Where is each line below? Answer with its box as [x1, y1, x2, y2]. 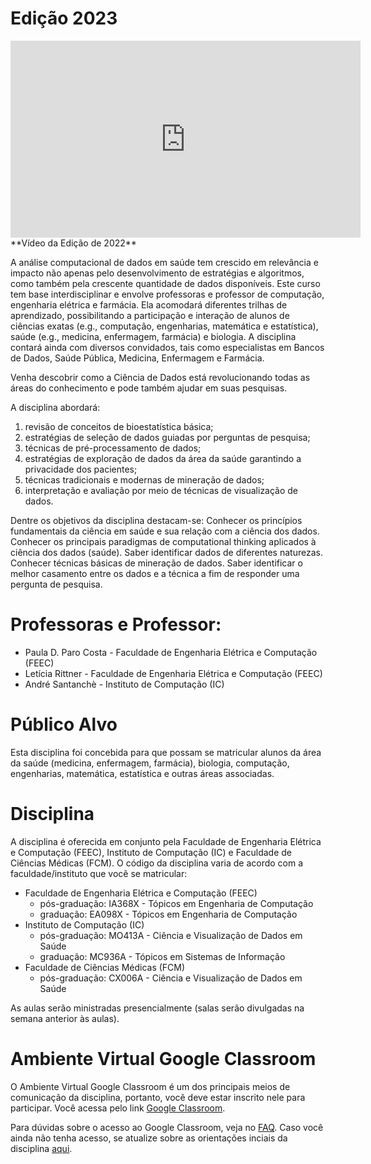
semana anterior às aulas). [10, 1012, 120, 1024]
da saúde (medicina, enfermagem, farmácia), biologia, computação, [10, 757, 290, 769]
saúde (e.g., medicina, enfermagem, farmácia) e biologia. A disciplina [10, 330, 297, 342]
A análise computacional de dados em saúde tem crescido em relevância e [10, 256, 319, 268]
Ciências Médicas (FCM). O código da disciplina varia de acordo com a [10, 857, 304, 869]
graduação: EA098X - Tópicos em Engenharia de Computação [39, 908, 298, 920]
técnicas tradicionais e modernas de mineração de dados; [24, 473, 265, 486]
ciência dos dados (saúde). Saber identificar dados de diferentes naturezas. [10, 546, 323, 558]
